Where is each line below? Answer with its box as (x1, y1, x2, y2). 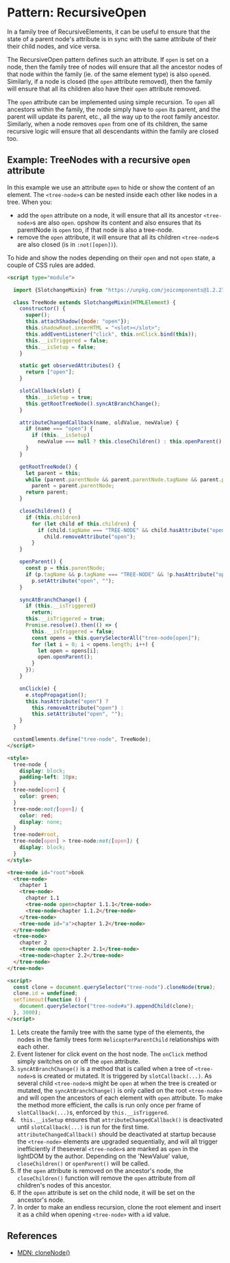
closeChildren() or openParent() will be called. (16, 1159, 150, 1168)
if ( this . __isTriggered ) (25, 603, 97, 610)
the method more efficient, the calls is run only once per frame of (16, 1100, 201, 1109)
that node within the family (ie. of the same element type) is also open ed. (7, 70, 211, 78)
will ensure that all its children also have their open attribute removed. (7, 84, 201, 93)
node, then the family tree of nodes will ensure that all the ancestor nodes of (7, 62, 223, 71)
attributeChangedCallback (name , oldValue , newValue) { (19, 419, 179, 426)
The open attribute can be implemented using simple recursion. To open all (7, 97, 215, 106)
